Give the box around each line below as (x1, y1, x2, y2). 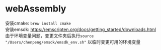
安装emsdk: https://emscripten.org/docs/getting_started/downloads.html (5, 26, 156, 32)
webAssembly (5, 3, 66, 14)
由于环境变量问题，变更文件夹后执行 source (5, 32, 94, 38)
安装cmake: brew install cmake (5, 20, 71, 26)
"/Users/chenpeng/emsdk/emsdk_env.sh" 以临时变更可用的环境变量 (5, 38, 141, 45)
